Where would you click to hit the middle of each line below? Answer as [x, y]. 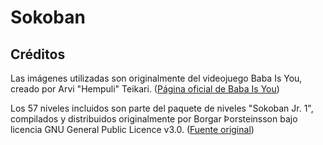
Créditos [38, 54]
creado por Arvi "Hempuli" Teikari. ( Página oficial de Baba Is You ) [145, 89]
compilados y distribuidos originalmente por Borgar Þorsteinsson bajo [154, 119]
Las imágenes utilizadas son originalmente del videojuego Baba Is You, [156, 78]
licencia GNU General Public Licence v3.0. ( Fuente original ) [132, 129]
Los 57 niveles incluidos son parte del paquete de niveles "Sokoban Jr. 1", [162, 108]
